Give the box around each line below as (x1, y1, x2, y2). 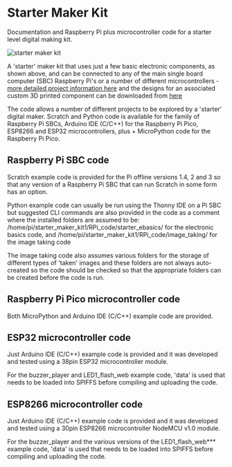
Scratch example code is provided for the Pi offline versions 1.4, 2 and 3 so (7, 173, 221, 181)
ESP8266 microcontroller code (7, 398, 143, 410)
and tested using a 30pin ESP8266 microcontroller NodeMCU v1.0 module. (7, 424, 220, 432)
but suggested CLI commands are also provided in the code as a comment (7, 208, 220, 216)
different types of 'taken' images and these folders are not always (7, 258, 195, 267)
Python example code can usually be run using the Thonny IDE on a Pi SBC (7, 201, 222, 209)
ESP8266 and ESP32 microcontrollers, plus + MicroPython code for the (7, 127, 211, 135)
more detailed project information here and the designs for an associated (7, 84, 216, 92)
